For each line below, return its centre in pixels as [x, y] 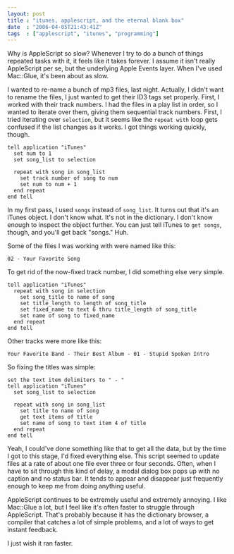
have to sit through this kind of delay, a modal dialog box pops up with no [113, 471]
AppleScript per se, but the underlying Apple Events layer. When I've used [115, 68]
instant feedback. [33, 530]
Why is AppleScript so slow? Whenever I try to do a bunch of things [105, 54]
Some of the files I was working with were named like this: [92, 246]
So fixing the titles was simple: [51, 367]
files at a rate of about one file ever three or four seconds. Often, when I [112, 464]
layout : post [26, 14]
